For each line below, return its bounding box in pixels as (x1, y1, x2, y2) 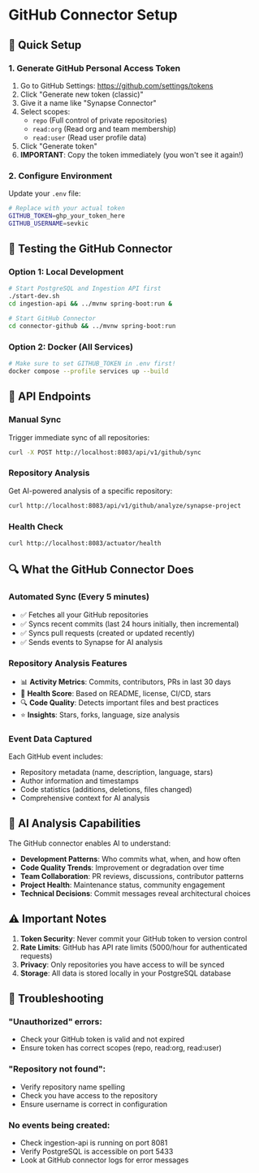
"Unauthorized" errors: (8, 1016, 103, 1028)
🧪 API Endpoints (8, 390, 92, 404)
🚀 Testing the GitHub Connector (8, 242, 173, 256)
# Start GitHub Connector (8, 314, 96, 322)
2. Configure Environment (8, 170, 113, 181)
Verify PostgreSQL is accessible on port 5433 (19, 1147, 174, 1156)
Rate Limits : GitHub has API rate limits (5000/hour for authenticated (19, 942, 248, 952)
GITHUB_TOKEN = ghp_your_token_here (8, 212, 126, 220)
